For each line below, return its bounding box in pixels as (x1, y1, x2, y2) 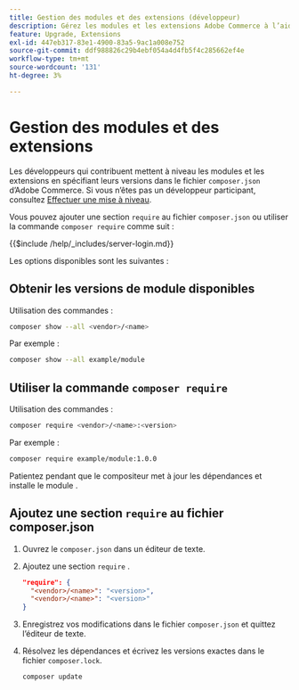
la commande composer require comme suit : (9, 220, 175, 232)
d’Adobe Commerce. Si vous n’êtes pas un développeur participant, (9, 185, 256, 195)
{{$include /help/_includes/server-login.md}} (9, 238, 174, 249)
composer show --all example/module (9, 356, 145, 365)
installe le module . (9, 480, 78, 490)
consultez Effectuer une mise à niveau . (9, 193, 152, 205)
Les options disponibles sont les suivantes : (9, 255, 169, 266)
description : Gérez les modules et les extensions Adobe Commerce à (9, 21, 269, 30)
